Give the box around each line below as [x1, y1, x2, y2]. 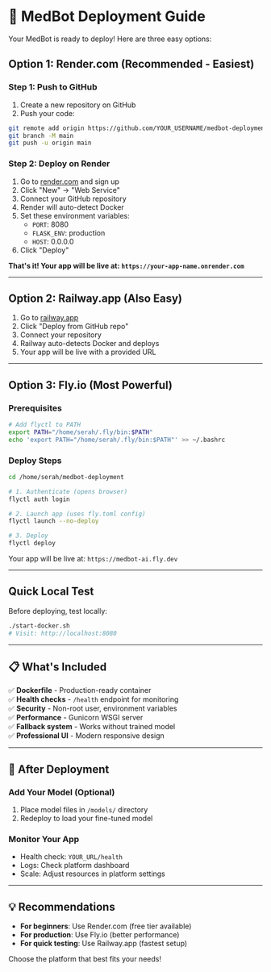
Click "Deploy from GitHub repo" [19, 322, 129, 332]
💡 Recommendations [8, 899, 115, 914]
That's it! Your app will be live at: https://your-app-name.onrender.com [8, 261, 244, 270]
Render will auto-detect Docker [19, 202, 125, 212]
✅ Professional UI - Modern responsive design [8, 731, 165, 740]
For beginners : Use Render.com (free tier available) [19, 921, 192, 931]
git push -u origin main [8, 139, 92, 148]
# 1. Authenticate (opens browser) [8, 487, 128, 495]
